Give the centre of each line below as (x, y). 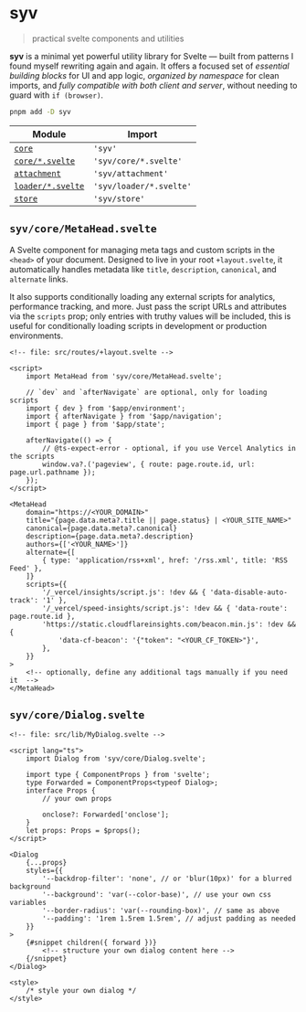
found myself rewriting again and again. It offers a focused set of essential (149, 66)
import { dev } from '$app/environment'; (106, 408)
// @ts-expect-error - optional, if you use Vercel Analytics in (169, 448)
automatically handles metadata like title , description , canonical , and (143, 269)
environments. (37, 336)
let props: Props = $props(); (84, 831)
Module (49, 133)
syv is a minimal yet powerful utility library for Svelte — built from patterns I (152, 56)
